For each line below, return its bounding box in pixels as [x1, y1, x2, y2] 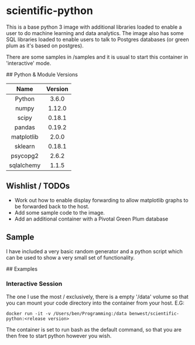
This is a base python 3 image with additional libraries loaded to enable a [6, 23, 182, 30]
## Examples [6, 265, 38, 272]
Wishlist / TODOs [6, 181, 70, 191]
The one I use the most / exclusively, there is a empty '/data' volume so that [6, 293, 189, 300]
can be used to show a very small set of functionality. [6, 254, 135, 261]
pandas [14, 123, 35, 131]
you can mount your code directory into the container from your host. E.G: [6, 299, 184, 306]
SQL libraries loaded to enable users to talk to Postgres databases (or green [6, 36, 189, 43]
